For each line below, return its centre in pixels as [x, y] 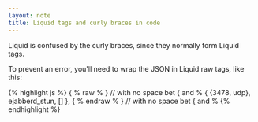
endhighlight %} [34, 109]
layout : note [30, 15]
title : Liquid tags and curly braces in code [84, 23]
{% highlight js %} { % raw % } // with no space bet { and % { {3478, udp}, [129, 92]
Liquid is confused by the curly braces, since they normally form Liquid [123, 45]
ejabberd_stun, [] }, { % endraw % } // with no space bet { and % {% [119, 101]
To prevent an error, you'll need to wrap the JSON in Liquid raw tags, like [126, 68]
